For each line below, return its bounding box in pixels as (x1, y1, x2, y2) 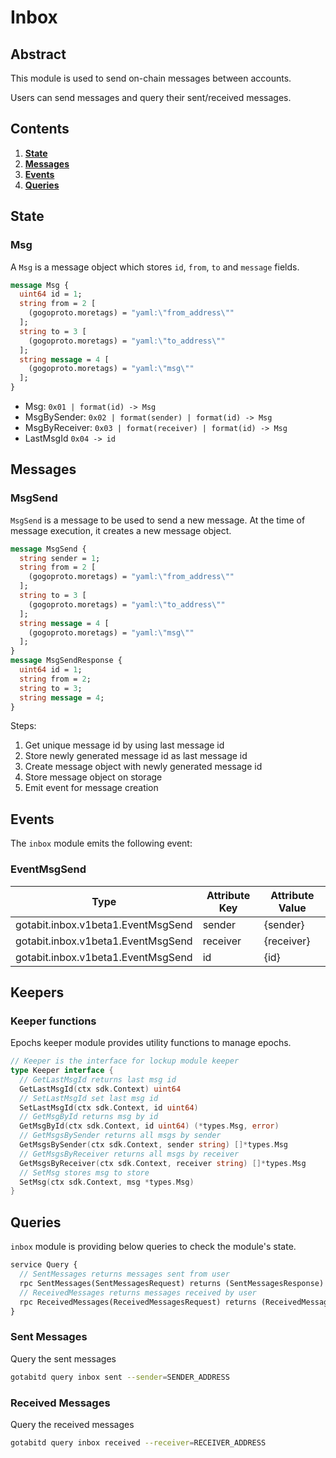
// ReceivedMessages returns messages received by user (19, 1287, 257, 1298)
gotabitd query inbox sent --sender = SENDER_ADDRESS (10, 1372, 230, 1382)
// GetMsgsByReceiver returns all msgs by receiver (19, 1149, 240, 1159)
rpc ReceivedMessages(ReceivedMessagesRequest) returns (19, 1297, 257, 1307)
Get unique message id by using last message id (24, 739, 225, 751)
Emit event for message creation (24, 782, 159, 794)
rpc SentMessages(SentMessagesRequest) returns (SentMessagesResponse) (19, 1278, 325, 1288)
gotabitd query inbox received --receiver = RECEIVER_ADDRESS (10, 1437, 267, 1448)
